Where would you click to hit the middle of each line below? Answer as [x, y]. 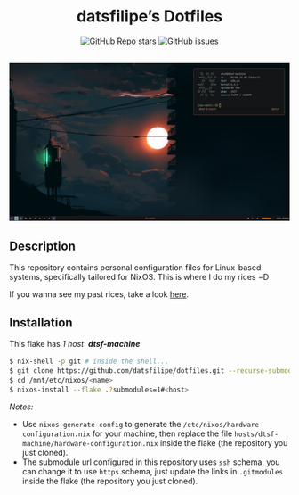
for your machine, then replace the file [162, 433]
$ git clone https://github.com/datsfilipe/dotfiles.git [117, 371]
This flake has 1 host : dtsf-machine [75, 344]
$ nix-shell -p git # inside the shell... [89, 362]
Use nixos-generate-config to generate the [101, 424]
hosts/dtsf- [256, 434]
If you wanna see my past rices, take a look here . [99, 294]
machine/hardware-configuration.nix [90, 443]
